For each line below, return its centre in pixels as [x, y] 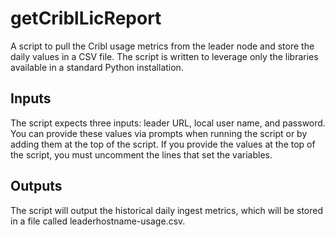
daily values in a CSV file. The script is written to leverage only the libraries [164, 56]
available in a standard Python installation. [97, 67]
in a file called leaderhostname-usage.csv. [98, 221]
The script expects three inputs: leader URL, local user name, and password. [168, 123]
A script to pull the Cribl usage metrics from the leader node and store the [162, 46]
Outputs [36, 186]
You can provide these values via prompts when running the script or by [159, 133]
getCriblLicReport [86, 18]
